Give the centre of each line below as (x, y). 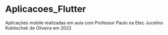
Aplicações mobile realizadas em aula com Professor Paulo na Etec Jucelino (84, 23)
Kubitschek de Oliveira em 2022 (38, 28)
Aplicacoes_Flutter (46, 9)
